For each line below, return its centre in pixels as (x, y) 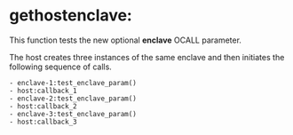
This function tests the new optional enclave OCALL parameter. (126, 40)
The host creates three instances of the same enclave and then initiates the (147, 57)
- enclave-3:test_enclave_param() (73, 114)
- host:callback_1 (43, 91)
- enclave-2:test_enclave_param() (73, 99)
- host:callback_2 (43, 106)
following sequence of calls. (61, 67)
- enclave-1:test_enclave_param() (73, 83)
